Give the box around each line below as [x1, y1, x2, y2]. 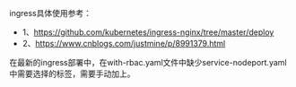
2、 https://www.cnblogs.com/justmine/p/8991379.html [22, 39, 226, 48]
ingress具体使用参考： [9, 8, 92, 18]
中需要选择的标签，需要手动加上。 [9, 68, 135, 79]
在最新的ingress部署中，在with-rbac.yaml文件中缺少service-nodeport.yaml [9, 57, 287, 67]
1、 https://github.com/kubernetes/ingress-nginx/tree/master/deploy [22, 27, 274, 38]
